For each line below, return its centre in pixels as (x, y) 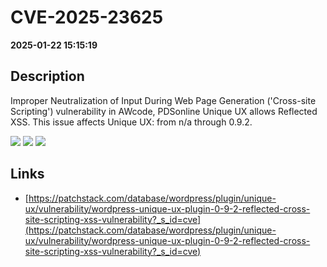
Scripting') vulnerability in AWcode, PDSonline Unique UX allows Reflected (164, 111)
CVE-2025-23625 (87, 17)
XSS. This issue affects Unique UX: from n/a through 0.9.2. (131, 122)
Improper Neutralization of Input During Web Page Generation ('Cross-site (163, 100)
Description (47, 76)
